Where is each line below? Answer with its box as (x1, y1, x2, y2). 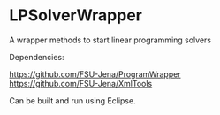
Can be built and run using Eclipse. (9, 95, 136, 106)
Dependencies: (9, 51, 64, 62)
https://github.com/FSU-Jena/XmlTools (9, 78, 153, 88)
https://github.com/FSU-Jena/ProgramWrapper (9, 68, 181, 80)
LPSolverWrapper (9, 5, 143, 26)
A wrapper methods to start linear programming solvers (9, 34, 212, 45)
